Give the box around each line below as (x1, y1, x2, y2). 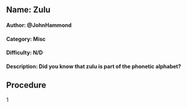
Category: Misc (6, 35, 46, 43)
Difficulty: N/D (6, 49, 43, 56)
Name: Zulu (6, 5, 51, 15)
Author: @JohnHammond (6, 21, 72, 29)
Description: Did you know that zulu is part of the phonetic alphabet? (6, 62, 182, 70)
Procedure (6, 80, 47, 91)
